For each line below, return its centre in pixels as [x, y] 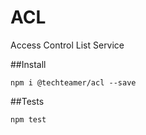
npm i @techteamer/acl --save [73, 82]
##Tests [27, 101]
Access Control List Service [67, 45]
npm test [28, 119]
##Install [28, 64]
